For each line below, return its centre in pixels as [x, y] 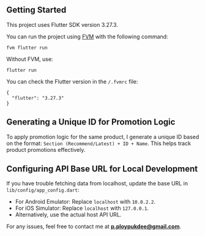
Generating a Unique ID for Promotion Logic [91, 122]
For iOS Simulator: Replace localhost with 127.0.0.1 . [82, 208]
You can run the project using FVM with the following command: [87, 37]
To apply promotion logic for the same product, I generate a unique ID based [103, 137]
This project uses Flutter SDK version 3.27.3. [62, 24]
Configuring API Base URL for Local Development [102, 169]
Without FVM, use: [30, 59]
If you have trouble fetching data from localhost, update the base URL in [97, 184]
